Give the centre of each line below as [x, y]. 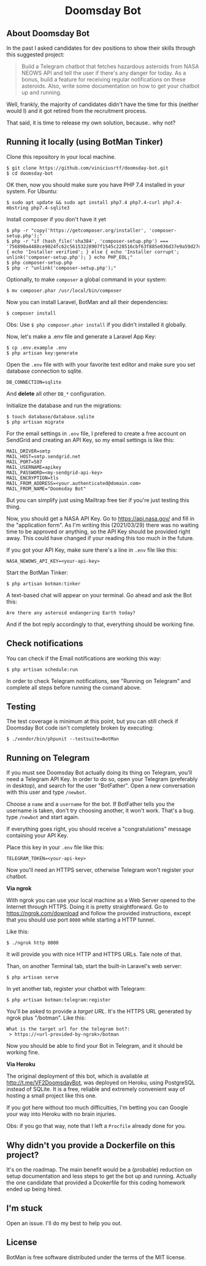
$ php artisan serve [33, 978]
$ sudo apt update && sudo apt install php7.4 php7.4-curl [83, 202]
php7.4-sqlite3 [50, 208]
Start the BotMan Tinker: [37, 572]
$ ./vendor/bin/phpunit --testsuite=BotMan [63, 739]
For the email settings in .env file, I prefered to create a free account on [96, 433]
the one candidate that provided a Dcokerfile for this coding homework [96, 1183]
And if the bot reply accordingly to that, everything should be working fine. [101, 624]
